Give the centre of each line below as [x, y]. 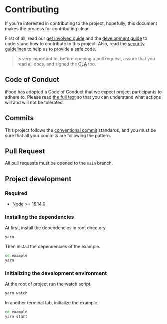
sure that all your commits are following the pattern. [58, 135]
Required [16, 193]
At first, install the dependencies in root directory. [56, 228]
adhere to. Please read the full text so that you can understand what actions [83, 97]
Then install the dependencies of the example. [53, 247]
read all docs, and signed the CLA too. [57, 64]
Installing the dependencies [40, 217]
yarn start [16, 317]
